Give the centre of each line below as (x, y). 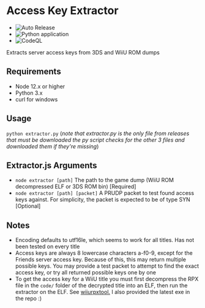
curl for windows (36, 99)
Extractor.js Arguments (52, 165)
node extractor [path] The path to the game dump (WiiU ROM (95, 180)
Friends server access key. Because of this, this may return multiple (101, 260)
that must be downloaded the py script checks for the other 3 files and (95, 140)
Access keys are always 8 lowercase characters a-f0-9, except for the (104, 253)
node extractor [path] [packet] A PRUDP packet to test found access (105, 193)
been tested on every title (47, 247)
